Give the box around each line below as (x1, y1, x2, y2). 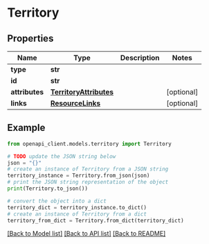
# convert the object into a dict (7, 198, 107, 204)
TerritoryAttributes (51, 87, 114, 96)
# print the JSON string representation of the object (7, 179, 169, 186)
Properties (7, 33, 54, 44)
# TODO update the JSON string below (7, 152, 116, 160)
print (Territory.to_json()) (7, 185, 89, 192)
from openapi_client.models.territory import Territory (7, 140, 172, 147)
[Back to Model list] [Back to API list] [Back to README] (7, 229, 166, 238)
